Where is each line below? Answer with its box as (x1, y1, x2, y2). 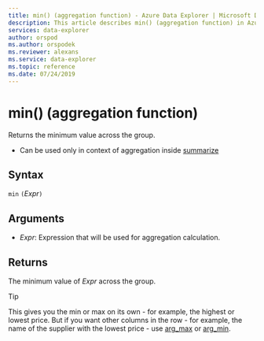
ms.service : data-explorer (8, 56, 97, 64)
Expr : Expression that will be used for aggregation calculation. (19, 233, 221, 243)
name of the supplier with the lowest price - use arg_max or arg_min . (8, 324, 231, 333)
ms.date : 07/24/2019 (8, 70, 76, 78)
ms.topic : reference (8, 63, 76, 71)
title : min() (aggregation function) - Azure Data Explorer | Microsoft (8, 11, 251, 20)
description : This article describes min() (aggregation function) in (8, 19, 244, 27)
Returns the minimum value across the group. (8, 130, 156, 139)
